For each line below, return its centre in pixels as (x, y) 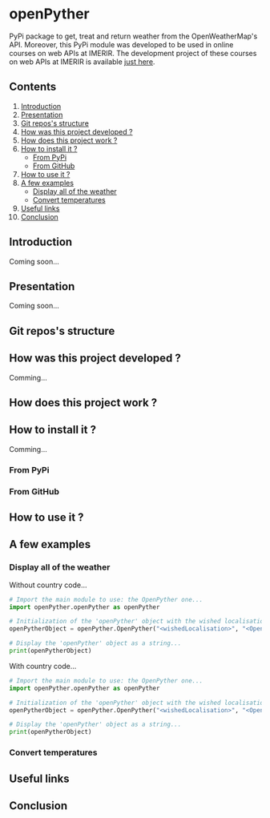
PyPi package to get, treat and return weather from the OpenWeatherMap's (133, 36)
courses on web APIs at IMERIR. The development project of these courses (133, 53)
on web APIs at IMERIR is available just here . (82, 62)
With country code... (43, 666)
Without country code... (48, 585)
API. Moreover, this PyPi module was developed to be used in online (121, 44)
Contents (33, 87)
